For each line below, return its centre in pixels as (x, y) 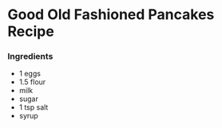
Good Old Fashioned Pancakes (111, 15)
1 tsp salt (34, 107)
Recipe (31, 31)
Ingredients (30, 56)
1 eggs (30, 74)
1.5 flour (32, 82)
